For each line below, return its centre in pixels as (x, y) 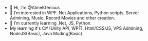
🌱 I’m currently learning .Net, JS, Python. (50, 23)
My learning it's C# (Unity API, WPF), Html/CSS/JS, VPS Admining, (76, 28)
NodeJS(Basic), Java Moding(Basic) (46, 33)
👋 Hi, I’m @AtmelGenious (35, 8)
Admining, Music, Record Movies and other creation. (62, 18)
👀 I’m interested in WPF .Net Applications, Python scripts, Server (74, 13)
